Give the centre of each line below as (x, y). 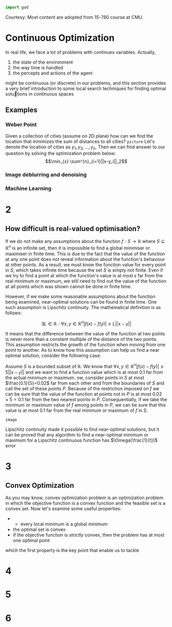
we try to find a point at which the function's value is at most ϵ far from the (84, 275)
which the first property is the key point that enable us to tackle (72, 550)
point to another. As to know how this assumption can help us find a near (82, 350)
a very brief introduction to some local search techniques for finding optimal (86, 88)
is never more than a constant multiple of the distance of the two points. (81, 339)
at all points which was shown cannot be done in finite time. (69, 286)
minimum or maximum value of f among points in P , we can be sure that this (85, 405)
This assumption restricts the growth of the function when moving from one (85, 345)
